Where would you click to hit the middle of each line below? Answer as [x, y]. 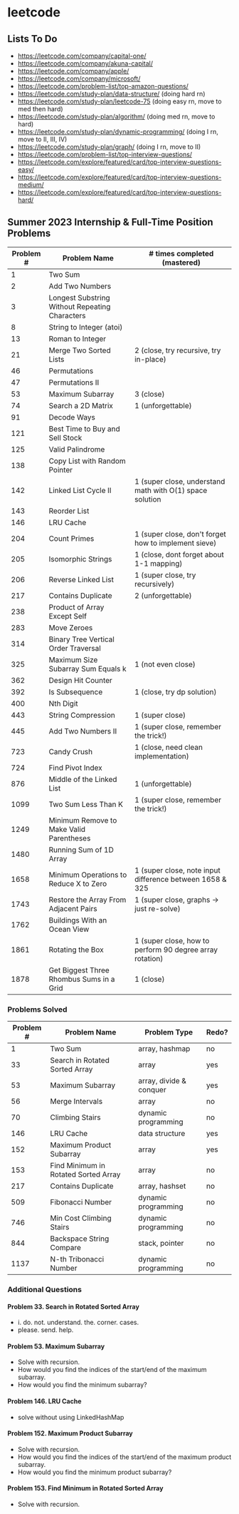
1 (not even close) [165, 664]
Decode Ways [72, 417]
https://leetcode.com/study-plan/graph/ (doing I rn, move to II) [109, 147]
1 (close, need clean [168, 747]
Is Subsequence [76, 691]
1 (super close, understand [180, 481]
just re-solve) [157, 908]
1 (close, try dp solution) [175, 691]
